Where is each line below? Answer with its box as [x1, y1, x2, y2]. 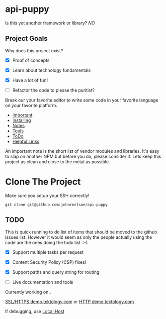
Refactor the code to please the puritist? [12, 87, 95, 93]
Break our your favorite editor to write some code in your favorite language [5, 97, 159, 103]
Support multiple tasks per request [12, 249, 83, 255]
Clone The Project [5, 176, 81, 188]
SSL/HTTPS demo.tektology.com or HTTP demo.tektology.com [5, 299, 134, 305]
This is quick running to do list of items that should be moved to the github [5, 229, 158, 235]
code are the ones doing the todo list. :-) [5, 239, 88, 245]
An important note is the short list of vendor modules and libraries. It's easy [5, 148, 160, 154]
